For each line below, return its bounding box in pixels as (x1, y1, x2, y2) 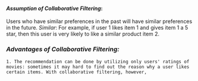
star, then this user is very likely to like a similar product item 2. (6, 30, 160, 38)
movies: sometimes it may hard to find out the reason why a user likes (6, 64, 190, 70)
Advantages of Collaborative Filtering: (6, 45, 120, 53)
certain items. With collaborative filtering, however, (6, 69, 147, 75)
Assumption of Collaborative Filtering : (6, 5, 103, 12)
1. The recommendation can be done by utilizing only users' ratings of (6, 59, 190, 64)
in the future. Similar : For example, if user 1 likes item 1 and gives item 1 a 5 (6, 24, 189, 31)
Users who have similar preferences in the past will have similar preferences (6, 18, 193, 25)
